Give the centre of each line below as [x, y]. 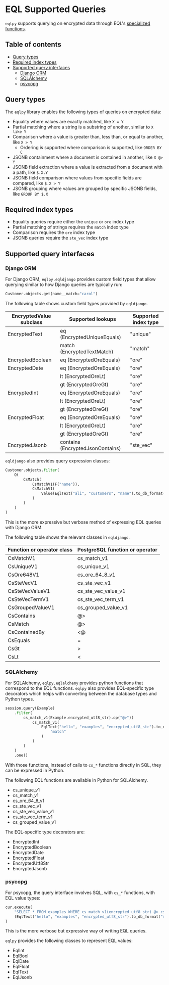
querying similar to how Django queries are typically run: [64, 285]
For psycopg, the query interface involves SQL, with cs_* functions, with [80, 893]
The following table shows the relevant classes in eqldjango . [67, 537]
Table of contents [33, 45]
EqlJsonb [22, 977]
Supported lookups [93, 319]
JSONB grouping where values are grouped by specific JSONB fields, [85, 189]
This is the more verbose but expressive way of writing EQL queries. [76, 931]
